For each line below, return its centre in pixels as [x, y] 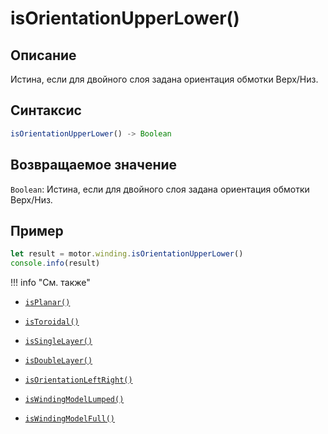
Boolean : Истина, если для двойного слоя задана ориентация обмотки [160, 189]
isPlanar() [47, 303]
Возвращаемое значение [94, 165]
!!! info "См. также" [50, 283]
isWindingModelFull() [69, 419]
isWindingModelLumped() [74, 400]
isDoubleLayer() [58, 361]
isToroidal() [52, 322]
